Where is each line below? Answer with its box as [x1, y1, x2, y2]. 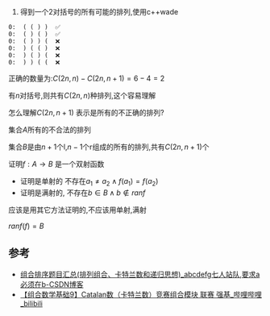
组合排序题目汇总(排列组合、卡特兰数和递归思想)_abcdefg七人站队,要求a [19, 269, 260, 279]
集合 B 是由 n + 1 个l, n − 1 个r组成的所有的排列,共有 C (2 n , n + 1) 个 [8, 142, 210, 152]
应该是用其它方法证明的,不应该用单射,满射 [8, 205, 147, 214]
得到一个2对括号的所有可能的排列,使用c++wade [19, 7, 179, 16]
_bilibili [19, 298, 43, 308]
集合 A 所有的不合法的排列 [8, 125, 91, 135]
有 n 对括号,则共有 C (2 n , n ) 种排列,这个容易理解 [8, 91, 156, 100]
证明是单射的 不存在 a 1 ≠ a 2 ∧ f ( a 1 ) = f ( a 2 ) [19, 177, 159, 188]
